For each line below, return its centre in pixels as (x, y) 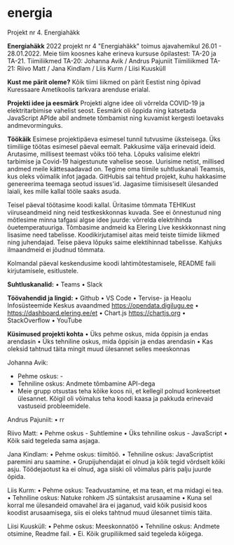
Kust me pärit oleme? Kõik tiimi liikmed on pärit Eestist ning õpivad (104, 81)
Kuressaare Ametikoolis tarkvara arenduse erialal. (79, 89)
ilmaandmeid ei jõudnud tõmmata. (56, 249)
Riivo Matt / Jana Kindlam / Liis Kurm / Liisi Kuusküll (91, 68)
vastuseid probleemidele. (54, 406)
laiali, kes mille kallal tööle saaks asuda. (64, 191)
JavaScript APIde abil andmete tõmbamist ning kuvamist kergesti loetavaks (116, 118)
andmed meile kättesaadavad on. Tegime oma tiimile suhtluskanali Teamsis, (116, 169)
